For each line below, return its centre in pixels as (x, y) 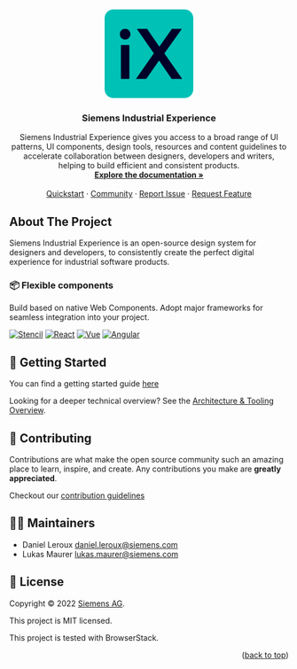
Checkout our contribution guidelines (77, 495)
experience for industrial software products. (90, 262)
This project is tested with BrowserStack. (84, 637)
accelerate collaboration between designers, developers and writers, (149, 156)
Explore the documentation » (149, 175)
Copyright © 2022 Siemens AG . (67, 603)
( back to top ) (265, 655)
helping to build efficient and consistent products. (149, 166)
